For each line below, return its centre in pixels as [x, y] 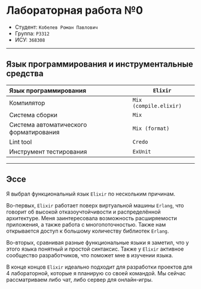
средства [25, 73]
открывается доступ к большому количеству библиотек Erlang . [88, 231]
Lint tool [21, 142]
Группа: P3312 [32, 33]
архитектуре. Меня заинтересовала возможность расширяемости [92, 218]
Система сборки [33, 115]
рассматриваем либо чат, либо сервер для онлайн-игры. [80, 279]
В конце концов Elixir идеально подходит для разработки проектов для [99, 267]
